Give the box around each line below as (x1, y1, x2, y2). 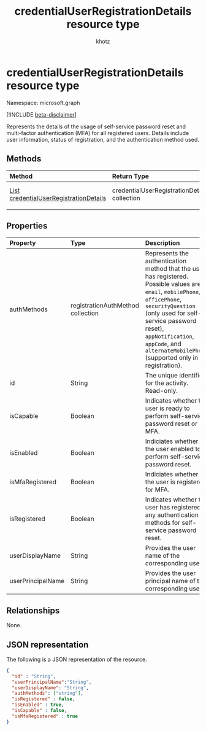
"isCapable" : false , (12, 708, 67, 714)
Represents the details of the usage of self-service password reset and (6, 123, 186, 130)
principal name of (145, 577, 196, 586)
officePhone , (145, 295, 182, 304)
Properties (6, 220, 48, 231)
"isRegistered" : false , (12, 696, 75, 702)
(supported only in (145, 354, 198, 362)
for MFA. (145, 485, 170, 494)
